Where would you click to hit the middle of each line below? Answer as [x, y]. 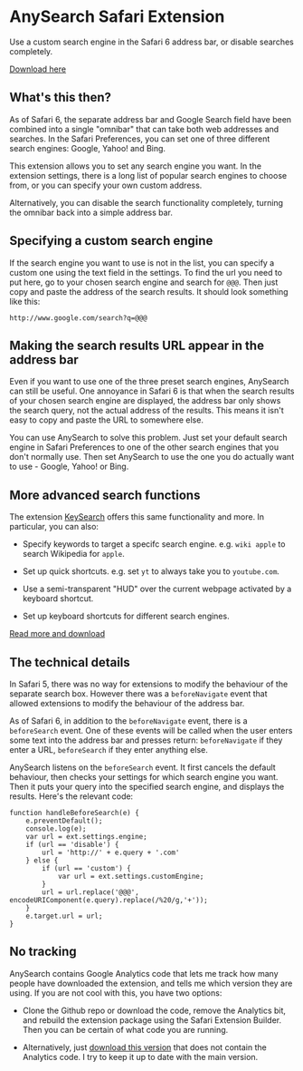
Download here [38, 69]
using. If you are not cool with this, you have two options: [116, 993]
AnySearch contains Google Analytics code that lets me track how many [144, 973]
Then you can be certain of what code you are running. [125, 1029]
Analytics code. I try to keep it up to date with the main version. [140, 1056]
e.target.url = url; [64, 916]
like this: [25, 301]
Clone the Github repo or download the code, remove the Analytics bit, [154, 1010]
